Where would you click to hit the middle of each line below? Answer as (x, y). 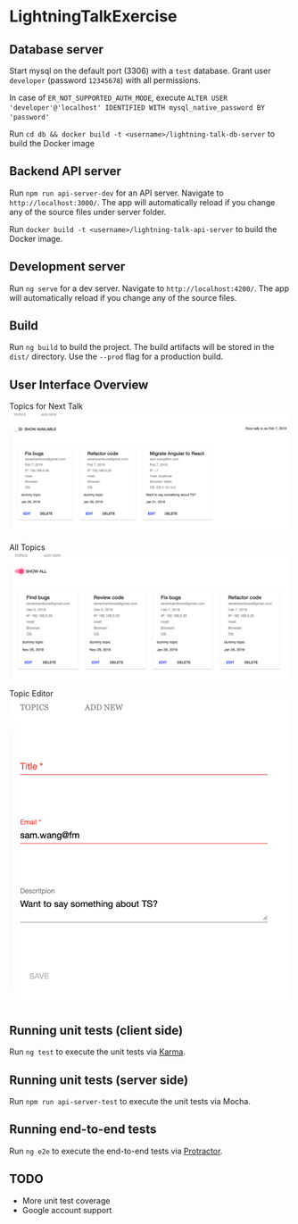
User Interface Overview (79, 384)
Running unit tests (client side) (96, 1030)
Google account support (67, 1210)
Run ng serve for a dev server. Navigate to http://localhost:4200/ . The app (149, 288)
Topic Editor (31, 694)
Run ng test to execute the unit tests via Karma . (97, 1052)
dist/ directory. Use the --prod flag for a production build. (116, 357)
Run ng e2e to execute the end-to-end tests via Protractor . (116, 1151)
